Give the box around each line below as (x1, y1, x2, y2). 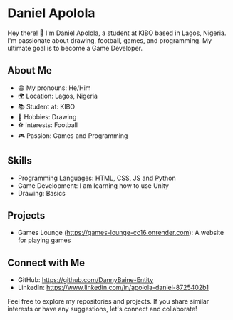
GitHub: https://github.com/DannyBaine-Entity (17, 276, 154, 284)
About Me (7, 64, 52, 76)
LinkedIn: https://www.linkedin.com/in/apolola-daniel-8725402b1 (17, 284, 209, 292)
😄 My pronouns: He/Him (17, 84, 91, 92)
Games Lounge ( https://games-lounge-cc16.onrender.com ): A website (17, 229, 224, 237)
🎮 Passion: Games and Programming (17, 131, 128, 140)
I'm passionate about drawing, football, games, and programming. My (7, 36, 212, 44)
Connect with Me (7, 256, 86, 269)
